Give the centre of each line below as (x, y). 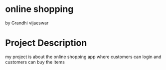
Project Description (46, 43)
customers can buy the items (35, 62)
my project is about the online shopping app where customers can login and (83, 57)
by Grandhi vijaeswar (27, 23)
